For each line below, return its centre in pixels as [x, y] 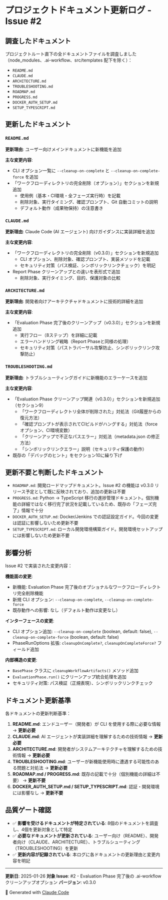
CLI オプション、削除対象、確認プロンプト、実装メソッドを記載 [85, 259]
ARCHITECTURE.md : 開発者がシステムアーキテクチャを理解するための [85, 749]
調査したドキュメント [38, 41]
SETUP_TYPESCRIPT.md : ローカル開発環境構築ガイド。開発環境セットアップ [87, 529]
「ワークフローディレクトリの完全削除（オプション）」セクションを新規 [85, 183]
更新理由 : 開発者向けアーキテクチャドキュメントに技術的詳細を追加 [74, 301]
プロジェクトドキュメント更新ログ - [78, 10]
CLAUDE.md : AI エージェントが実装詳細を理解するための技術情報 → [82, 737]
